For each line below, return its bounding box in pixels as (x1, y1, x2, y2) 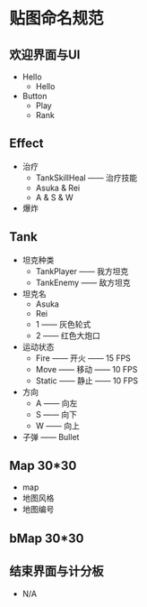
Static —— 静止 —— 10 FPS (35, 375, 139, 386)
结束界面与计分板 (9, 564, 104, 579)
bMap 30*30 (9, 530, 84, 546)
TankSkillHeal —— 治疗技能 (35, 172, 138, 183)
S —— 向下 (35, 409, 78, 419)
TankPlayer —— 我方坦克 (35, 265, 129, 276)
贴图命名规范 (9, 8, 105, 29)
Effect (9, 136, 44, 152)
